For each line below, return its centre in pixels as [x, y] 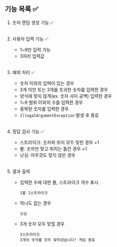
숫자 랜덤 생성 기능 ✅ [33, 23]
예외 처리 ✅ [24, 72]
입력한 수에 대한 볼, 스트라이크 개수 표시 [59, 182]
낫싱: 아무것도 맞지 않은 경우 [48, 155]
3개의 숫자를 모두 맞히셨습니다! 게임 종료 [57, 240]
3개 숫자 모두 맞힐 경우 [42, 223]
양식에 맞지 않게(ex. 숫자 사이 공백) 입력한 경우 [66, 96]
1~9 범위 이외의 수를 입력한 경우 [51, 102]
